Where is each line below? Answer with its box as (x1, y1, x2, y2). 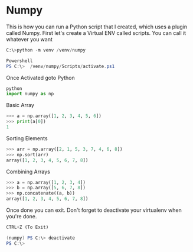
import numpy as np (6, 91, 54, 97)
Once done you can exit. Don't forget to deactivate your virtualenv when (6, 206, 182, 214)
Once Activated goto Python (6, 74, 75, 81)
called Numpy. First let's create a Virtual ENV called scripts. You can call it (6, 29, 187, 36)
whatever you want (6, 35, 53, 43)
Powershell (6, 57, 33, 64)
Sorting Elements (6, 134, 48, 142)
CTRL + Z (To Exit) (6, 224, 49, 231)
